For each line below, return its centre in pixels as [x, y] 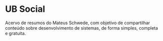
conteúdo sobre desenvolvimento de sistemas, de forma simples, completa [81, 28]
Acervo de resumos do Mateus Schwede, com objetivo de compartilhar [78, 23]
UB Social [25, 9]
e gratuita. [16, 33]
